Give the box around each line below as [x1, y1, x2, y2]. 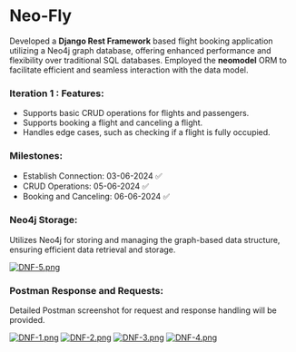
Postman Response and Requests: [9, 284, 163, 297]
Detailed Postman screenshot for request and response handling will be [9, 305, 277, 316]
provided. [9, 315, 45, 326]
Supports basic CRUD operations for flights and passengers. [22, 108, 250, 119]
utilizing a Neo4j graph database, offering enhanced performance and [9, 44, 271, 55]
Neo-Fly [9, 5, 73, 26]
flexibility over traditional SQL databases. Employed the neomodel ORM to [9, 54, 288, 65]
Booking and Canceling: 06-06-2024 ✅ [22, 191, 171, 201]
